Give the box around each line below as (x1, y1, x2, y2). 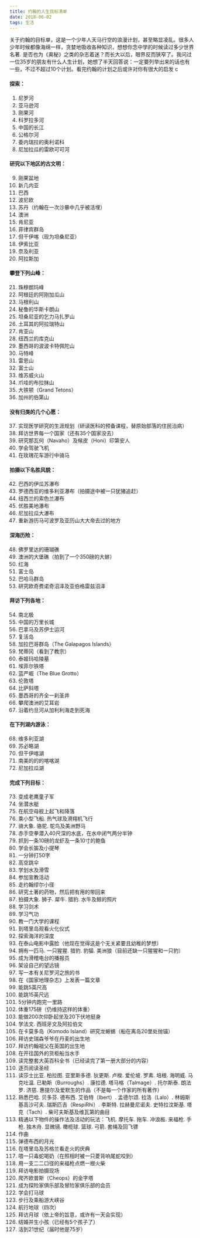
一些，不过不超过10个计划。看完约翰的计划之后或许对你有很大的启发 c (9, 66, 178, 73)
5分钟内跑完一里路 (18, 999, 63, 1006)
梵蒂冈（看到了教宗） (18, 648, 70, 655)
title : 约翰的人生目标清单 (9, 8, 68, 15)
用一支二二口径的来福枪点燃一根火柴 (18, 1160, 106, 1167)
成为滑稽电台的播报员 (18, 955, 70, 962)
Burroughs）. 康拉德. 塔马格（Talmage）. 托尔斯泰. (57, 1079, 180, 1086)
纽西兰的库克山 (18, 335, 54, 342)
